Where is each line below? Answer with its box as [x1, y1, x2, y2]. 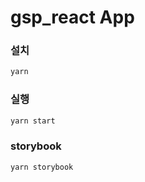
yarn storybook [10, 162, 74, 172]
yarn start [10, 116, 56, 126]
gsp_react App [10, 6, 135, 29]
